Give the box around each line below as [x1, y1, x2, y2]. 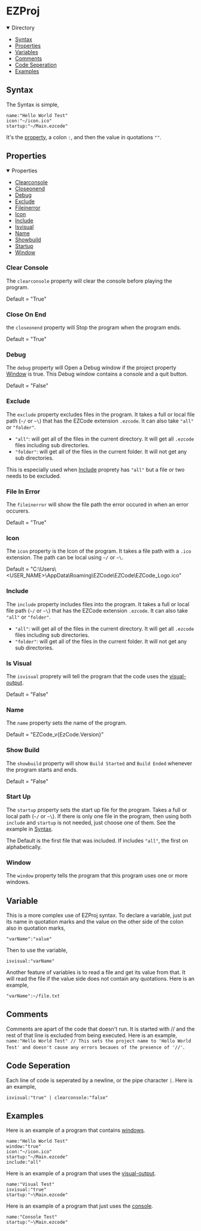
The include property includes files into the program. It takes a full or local [6, 600, 190, 607]
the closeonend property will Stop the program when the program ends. [6, 324, 181, 331]
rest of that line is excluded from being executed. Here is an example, [6, 1031, 178, 1039]
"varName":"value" [6, 936, 52, 942]
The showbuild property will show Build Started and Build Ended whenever [6, 759, 193, 766]
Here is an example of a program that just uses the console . [6, 1202, 154, 1210]
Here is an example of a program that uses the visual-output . [6, 1170, 157, 1177]
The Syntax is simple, [6, 101, 59, 108]
